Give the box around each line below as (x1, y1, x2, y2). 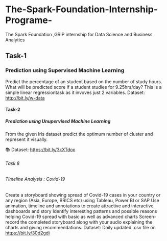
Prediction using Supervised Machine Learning (5, 67, 125, 74)
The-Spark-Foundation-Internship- (5, 4, 158, 15)
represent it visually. (5, 136, 48, 142)
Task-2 (5, 106, 20, 113)
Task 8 (5, 160, 20, 166)
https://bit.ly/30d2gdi (5, 230, 50, 236)
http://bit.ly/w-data (5, 94, 45, 101)
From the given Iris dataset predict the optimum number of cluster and (5, 131, 153, 137)
